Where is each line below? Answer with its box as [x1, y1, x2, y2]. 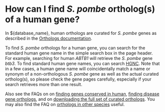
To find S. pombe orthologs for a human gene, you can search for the [5, 45, 146, 51]
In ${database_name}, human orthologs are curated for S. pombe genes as [5, 30, 157, 36]
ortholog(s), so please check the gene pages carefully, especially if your [5, 76, 152, 82]
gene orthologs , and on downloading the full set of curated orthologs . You [5, 96, 155, 102]
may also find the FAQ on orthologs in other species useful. [5, 101, 125, 107]
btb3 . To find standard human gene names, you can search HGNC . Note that [5, 60, 160, 66]
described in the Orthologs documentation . [5, 35, 92, 41]
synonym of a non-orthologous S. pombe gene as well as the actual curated [5, 71, 159, 77]
